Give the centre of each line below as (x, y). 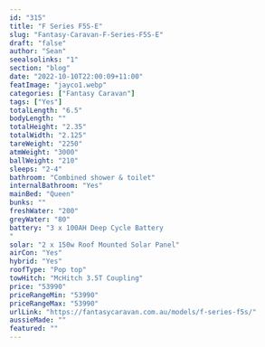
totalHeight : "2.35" (48, 127)
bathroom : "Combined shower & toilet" (82, 177)
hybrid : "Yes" (36, 262)
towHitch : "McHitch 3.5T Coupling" (76, 278)
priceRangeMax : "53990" (54, 304)
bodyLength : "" (38, 118)
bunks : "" (28, 203)
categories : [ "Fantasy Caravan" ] (72, 93)
